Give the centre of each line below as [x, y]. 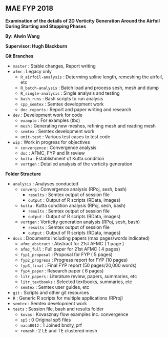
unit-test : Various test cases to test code [65, 136]
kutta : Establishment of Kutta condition [62, 158]
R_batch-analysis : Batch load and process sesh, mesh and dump [90, 88]
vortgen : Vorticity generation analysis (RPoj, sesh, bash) [80, 222]
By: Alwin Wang [23, 36]
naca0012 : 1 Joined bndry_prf [51, 325]
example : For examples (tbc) [50, 120]
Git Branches [19, 56]
